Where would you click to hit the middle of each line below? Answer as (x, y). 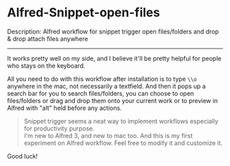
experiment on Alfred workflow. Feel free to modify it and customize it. (123, 143)
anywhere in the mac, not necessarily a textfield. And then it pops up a (106, 86)
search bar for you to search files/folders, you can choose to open (101, 93)
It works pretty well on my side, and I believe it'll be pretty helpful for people (114, 58)
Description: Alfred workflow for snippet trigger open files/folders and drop (113, 31)
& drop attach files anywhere (48, 38)
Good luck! (23, 156)
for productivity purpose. (59, 128)
